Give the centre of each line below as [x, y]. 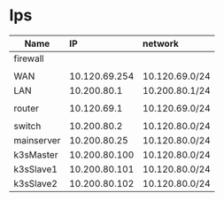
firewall [29, 58]
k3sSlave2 [35, 183]
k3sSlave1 [35, 169]
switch [27, 126]
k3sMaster [36, 154]
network [161, 43]
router [27, 108]
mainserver [37, 140]
